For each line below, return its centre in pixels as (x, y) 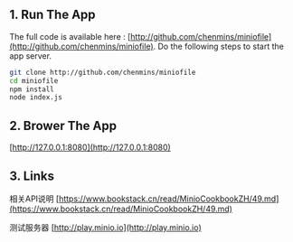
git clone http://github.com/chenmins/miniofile (103, 72)
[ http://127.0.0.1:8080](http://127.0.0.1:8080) (90, 147)
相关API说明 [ (34, 199)
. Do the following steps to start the (219, 46)
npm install (32, 89)
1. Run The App (53, 15)
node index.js (36, 98)
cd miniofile (34, 80)
